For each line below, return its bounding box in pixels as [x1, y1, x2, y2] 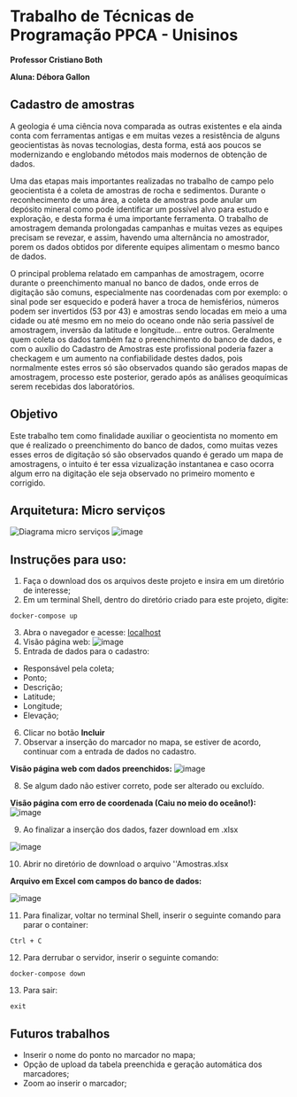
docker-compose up [10, 611, 78, 621]
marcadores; [22, 1069, 70, 1078]
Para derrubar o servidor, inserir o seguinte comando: [22, 953, 219, 963]
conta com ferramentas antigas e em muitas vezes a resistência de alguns [10, 130, 281, 141]
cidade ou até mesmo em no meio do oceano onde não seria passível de [10, 315, 275, 325]
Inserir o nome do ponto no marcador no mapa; [22, 1050, 196, 1060]
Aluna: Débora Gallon [10, 71, 91, 82]
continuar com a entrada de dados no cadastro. [22, 746, 197, 757]
